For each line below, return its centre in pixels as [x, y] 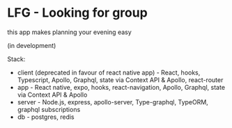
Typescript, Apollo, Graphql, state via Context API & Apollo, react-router [120, 80]
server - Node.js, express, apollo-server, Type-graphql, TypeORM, [113, 102]
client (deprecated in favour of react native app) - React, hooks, [109, 72]
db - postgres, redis [46, 117]
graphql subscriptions [49, 109]
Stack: [16, 59]
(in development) [32, 45]
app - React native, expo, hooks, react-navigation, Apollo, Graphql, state [121, 87]
